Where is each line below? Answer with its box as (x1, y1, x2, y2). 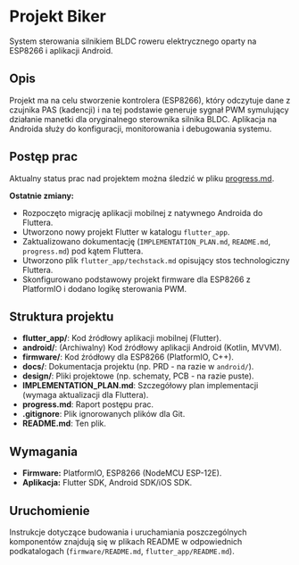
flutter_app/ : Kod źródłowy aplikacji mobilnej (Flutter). (21, 333, 221, 344)
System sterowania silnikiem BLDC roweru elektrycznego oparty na (9, 36, 257, 46)
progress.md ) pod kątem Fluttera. (21, 245, 144, 256)
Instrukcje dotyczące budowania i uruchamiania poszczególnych (9, 527, 247, 537)
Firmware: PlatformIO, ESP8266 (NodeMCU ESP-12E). (21, 468, 222, 478)
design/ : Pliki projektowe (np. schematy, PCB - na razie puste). (21, 370, 254, 381)
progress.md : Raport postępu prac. (21, 399, 154, 410)
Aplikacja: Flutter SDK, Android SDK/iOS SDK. (21, 478, 193, 488)
